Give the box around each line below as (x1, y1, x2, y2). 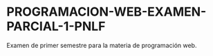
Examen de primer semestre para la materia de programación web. (6, 41, 197, 49)
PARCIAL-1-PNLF (6, 18, 106, 34)
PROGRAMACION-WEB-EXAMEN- (6, 4, 207, 20)
